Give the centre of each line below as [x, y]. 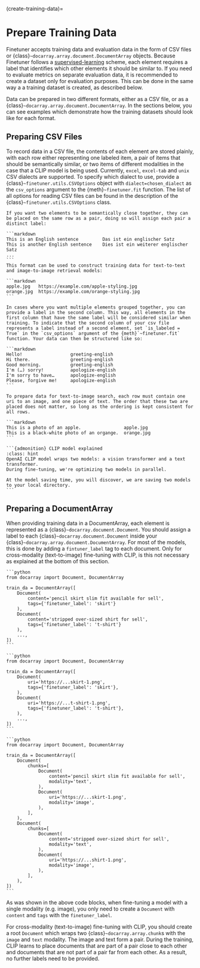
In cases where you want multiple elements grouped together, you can [96, 307]
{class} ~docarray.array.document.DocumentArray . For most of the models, [96, 542]
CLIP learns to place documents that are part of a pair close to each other [97, 946]
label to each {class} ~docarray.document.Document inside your [82, 536]
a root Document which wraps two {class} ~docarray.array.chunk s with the [96, 933]
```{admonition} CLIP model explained [54, 448]
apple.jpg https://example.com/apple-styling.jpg [72, 286]
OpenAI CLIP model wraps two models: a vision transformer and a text [96, 459]
